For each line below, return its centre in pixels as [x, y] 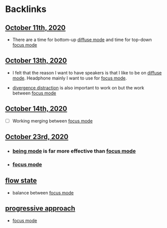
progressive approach [40, 208]
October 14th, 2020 [36, 109]
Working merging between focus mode [53, 120]
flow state [21, 181]
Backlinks [26, 9]
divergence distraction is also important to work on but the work [78, 87]
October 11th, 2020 [35, 28]
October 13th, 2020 [36, 61]
